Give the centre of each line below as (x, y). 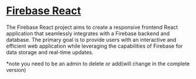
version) (16, 70)
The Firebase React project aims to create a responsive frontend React (92, 27)
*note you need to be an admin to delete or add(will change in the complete (98, 64)
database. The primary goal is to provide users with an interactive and (91, 39)
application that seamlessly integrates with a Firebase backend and (88, 33)
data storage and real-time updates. (50, 52)
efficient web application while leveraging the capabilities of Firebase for (94, 46)
